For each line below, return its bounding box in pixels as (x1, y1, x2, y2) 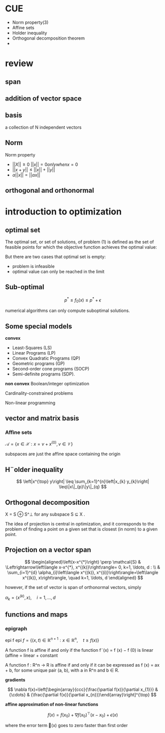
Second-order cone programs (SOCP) (12, 366, 90, 371)
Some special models (5, 322, 72, 330)
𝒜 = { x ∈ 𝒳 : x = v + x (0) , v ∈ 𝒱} (5, 440, 73, 447)
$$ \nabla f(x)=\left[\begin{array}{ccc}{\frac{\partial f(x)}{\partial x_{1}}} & (7, 686, 159, 692)
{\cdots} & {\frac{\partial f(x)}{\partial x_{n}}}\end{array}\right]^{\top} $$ (9, 691, 157, 697)
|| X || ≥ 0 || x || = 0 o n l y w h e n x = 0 (12, 161, 78, 167)
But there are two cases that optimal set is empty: (5, 254, 106, 260)
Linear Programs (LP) (12, 350, 56, 356)
